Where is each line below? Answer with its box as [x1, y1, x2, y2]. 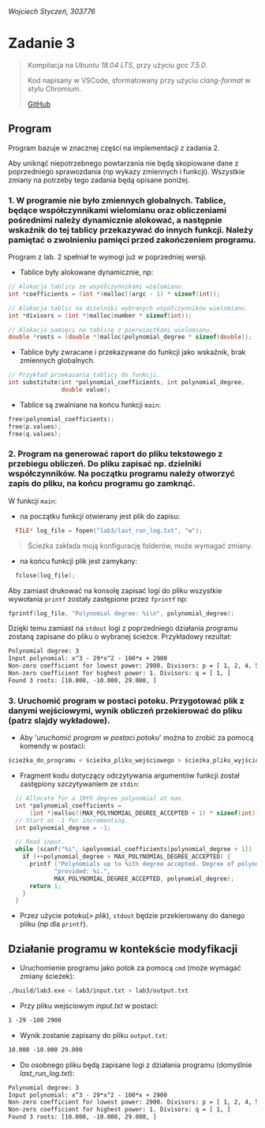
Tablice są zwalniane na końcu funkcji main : [19, 400, 162, 409]
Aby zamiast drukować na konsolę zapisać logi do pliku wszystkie [8, 585, 222, 595]
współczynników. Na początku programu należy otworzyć [8, 469, 235, 480]
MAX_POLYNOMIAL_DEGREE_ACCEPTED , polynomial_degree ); [54, 875, 235, 883]
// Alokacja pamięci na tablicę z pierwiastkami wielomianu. [8, 326, 214, 334]
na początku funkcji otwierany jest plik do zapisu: [19, 511, 181, 521]
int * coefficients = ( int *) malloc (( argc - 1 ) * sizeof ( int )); [8, 289, 221, 298]
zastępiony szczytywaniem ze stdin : [19, 779, 140, 789]
